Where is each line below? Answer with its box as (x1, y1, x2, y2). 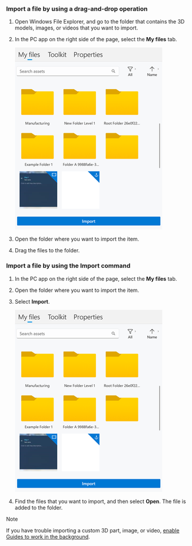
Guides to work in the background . (6, 533, 90, 540)
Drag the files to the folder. (14, 247, 80, 254)
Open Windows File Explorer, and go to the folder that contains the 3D (14, 18, 185, 25)
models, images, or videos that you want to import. (14, 24, 138, 31)
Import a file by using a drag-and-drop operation (6, 5, 148, 13)
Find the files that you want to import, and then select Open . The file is (14, 498, 187, 505)
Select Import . (14, 298, 50, 305)
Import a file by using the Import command (6, 262, 131, 270)
